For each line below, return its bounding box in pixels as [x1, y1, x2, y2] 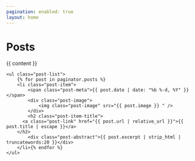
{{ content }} [6, 60, 37, 67]
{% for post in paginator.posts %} [17, 77, 106, 83]
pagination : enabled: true [6, 8, 74, 15]
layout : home [6, 14, 39, 20]
